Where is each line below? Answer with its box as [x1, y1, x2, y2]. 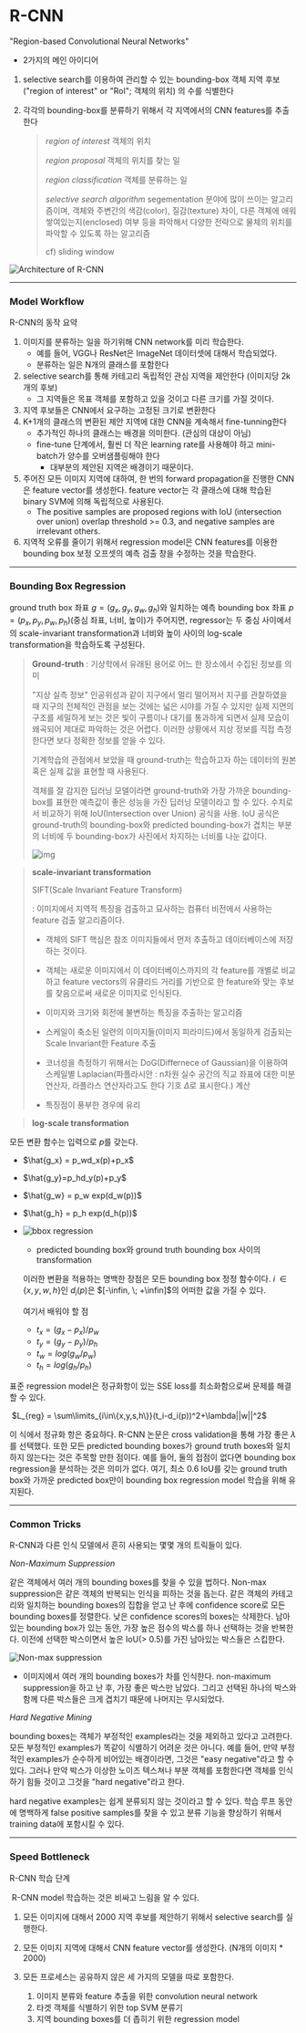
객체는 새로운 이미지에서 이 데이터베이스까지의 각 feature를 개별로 [45, 964, 280, 976]
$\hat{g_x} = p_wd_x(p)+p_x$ [22, 1155, 135, 1166]
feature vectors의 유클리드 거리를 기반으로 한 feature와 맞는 [62, 976, 278, 987]
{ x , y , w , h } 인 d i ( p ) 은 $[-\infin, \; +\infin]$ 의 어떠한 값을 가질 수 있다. [22, 1285, 267, 1298]
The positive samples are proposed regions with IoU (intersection [36, 506, 282, 517]
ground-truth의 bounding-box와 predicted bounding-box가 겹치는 [31, 819, 276, 830]
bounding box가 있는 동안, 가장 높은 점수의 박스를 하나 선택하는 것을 [25, 1622, 270, 1633]
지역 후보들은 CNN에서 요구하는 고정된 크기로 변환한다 [22, 405, 217, 416]
